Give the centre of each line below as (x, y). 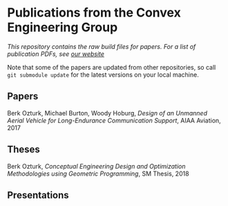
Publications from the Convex (94, 13)
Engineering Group (63, 27)
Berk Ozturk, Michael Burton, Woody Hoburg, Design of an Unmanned (107, 113)
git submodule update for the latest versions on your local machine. (103, 75)
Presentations (38, 195)
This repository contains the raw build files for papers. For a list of (102, 46)
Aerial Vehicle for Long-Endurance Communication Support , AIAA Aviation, (114, 120)
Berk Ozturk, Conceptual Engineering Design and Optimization (96, 166)
